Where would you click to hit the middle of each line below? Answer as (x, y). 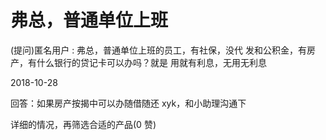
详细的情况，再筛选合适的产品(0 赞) (83, 124)
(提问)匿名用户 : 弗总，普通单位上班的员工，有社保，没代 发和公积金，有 (159, 50)
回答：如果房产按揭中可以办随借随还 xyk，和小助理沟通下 (128, 103)
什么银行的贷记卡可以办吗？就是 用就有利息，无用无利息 (151, 62)
